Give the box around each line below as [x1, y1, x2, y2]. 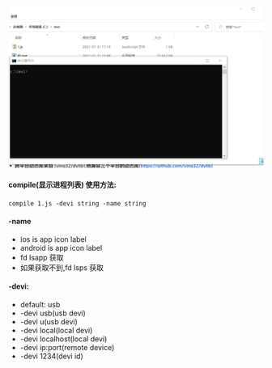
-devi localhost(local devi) [19, 334, 108, 344]
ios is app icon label [19, 234, 87, 244]
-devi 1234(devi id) [19, 351, 83, 362]
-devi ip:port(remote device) [19, 343, 115, 353]
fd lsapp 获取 [19, 252, 64, 262]
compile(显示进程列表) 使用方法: [8, 180, 117, 190]
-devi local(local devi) [19, 326, 93, 336]
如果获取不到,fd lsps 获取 [19, 262, 104, 273]
